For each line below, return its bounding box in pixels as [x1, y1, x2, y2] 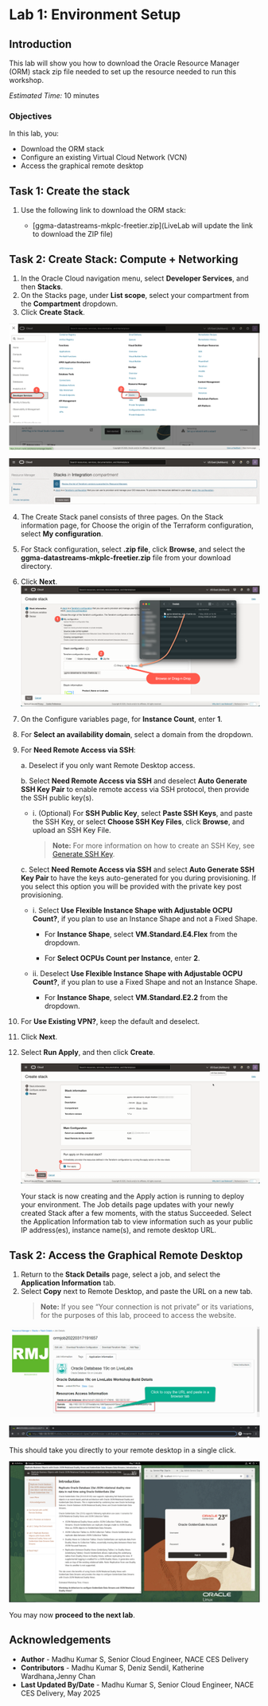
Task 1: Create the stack [9, 184, 130, 198]
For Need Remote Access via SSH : [20, 745, 136, 755]
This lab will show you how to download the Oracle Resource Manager [9, 58, 240, 68]
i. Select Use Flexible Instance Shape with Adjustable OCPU [32, 905, 233, 915]
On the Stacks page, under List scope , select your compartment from [20, 290, 250, 300]
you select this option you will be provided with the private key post [20, 881, 242, 891]
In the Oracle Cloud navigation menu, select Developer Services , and [20, 273, 249, 283]
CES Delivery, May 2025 [20, 1688, 101, 1698]
